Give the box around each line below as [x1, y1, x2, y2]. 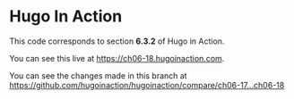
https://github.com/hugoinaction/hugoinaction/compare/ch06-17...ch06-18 [9, 79, 285, 90]
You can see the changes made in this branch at [9, 70, 187, 81]
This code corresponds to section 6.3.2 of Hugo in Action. [9, 36, 225, 46]
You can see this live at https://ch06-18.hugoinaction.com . [9, 53, 225, 63]
